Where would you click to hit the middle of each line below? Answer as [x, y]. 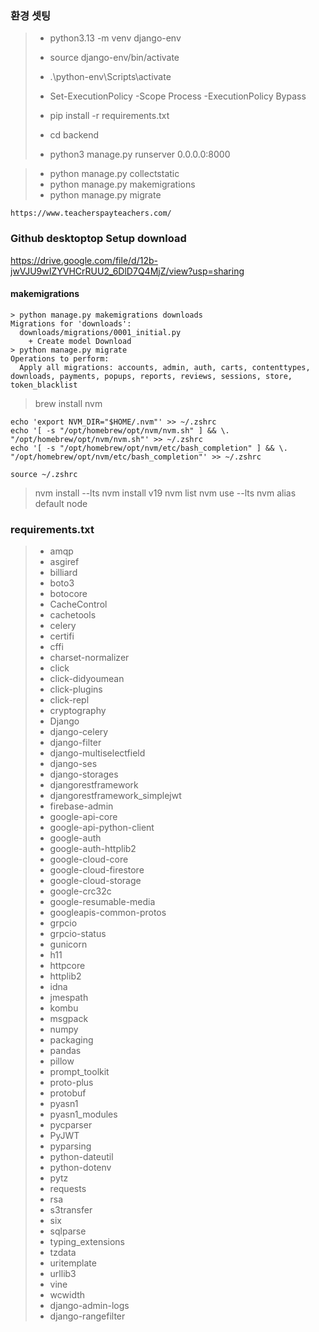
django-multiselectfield [97, 753]
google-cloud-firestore [97, 870]
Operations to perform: [60, 358]
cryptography [78, 711]
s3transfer [71, 1210]
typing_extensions [87, 1242]
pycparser [71, 1125]
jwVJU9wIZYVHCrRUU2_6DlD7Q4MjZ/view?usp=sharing [127, 271]
